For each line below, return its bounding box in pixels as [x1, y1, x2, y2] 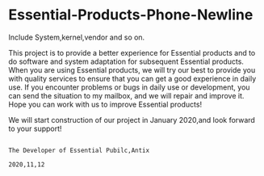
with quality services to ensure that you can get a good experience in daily [8, 73, 257, 83]
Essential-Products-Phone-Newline [8, 6, 254, 24]
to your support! [8, 124, 62, 133]
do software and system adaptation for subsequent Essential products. [8, 57, 245, 66]
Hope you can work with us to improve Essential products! [8, 99, 203, 109]
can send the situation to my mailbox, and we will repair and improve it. [8, 90, 245, 100]
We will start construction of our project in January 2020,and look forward [8, 115, 256, 124]
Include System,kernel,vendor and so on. [8, 32, 145, 42]
